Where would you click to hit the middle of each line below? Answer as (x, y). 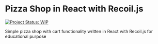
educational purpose (26, 36)
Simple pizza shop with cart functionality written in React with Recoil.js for (79, 31)
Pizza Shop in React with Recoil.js (74, 9)
